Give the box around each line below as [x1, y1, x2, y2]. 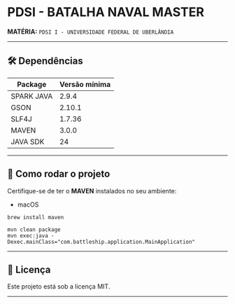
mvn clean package [7, 226, 61, 233]
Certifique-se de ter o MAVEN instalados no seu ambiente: [7, 186, 177, 195]
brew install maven [7, 214, 64, 221]
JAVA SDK [10, 137, 45, 146]
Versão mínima [59, 79, 111, 89]
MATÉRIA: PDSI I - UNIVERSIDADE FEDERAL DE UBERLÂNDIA [7, 27, 174, 36]
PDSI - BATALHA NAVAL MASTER [7, 4, 205, 20]
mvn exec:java [7, 232, 49, 239]
